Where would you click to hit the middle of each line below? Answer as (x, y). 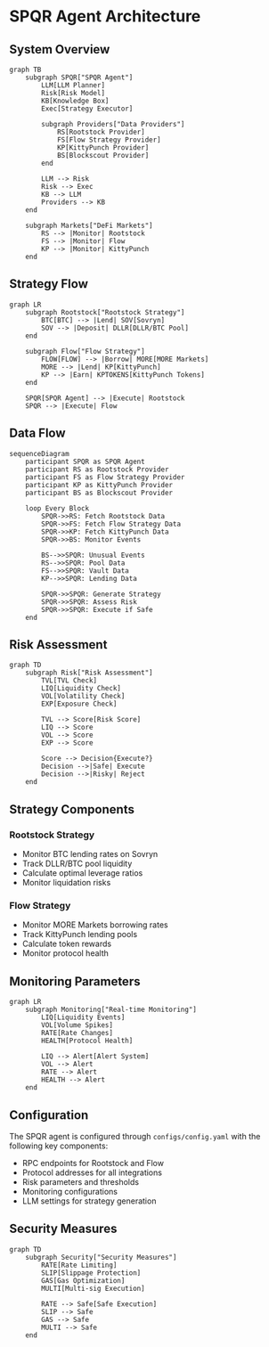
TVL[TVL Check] (69, 681)
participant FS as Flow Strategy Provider (105, 477)
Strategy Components (72, 809)
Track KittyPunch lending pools (80, 935)
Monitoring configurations (70, 1192)
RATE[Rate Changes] (77, 1033)
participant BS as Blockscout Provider (99, 493)
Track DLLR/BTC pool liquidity (77, 864)
